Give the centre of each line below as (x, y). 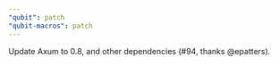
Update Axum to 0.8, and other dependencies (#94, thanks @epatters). (139, 51)
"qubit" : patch (37, 17)
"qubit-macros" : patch (51, 26)
